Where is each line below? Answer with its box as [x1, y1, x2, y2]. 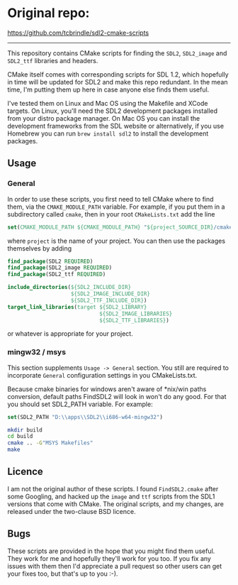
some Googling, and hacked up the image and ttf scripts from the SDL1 [7, 492, 215, 501]
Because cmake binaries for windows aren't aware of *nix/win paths [7, 385, 207, 393]
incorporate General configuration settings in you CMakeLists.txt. [7, 371, 198, 379]
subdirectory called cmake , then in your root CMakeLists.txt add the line [7, 209, 215, 218]
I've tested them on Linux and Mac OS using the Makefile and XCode [7, 99, 208, 107]
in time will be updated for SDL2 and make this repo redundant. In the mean [7, 77, 228, 86]
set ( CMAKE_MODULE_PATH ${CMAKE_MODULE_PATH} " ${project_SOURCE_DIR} [7, 224, 214, 231]
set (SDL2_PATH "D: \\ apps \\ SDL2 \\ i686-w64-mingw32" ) [7, 413, 163, 420]
